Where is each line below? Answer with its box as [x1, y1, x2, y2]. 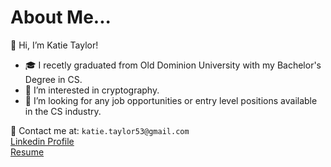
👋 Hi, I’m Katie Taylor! [10, 39, 99, 51]
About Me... [10, 6, 112, 29]
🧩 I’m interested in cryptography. [24, 84, 160, 96]
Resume [10, 146, 45, 158]
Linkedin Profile [10, 135, 75, 147]
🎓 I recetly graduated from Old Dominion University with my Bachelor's [24, 59, 322, 71]
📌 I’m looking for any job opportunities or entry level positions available [24, 94, 318, 106]
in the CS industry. [24, 105, 102, 117]
